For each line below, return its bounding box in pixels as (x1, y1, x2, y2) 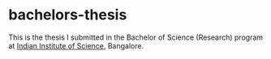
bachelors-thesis (8, 6, 127, 24)
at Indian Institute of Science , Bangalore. (8, 40, 144, 50)
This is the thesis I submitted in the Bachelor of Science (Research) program (8, 32, 264, 42)
